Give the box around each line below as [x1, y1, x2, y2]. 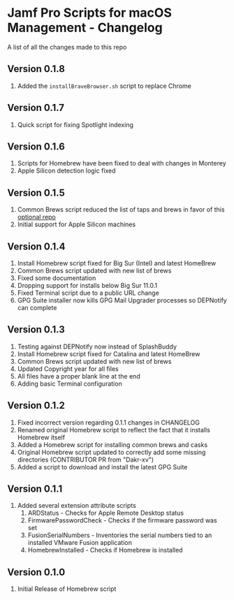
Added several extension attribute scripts [17, 502, 136, 510]
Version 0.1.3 [7, 323, 65, 336]
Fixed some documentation [17, 274, 96, 282]
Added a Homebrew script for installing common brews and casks [17, 440, 208, 448]
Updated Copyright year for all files [17, 365, 119, 373]
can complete [17, 304, 57, 312]
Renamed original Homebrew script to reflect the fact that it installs [17, 425, 211, 434]
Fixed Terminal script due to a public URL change [17, 288, 159, 297]
